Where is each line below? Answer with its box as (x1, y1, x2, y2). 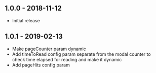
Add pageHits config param (12, 62, 70, 68)
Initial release (12, 17, 40, 23)
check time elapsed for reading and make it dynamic (12, 56, 122, 62)
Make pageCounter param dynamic (12, 46, 87, 52)
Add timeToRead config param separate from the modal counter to (12, 51, 151, 57)
